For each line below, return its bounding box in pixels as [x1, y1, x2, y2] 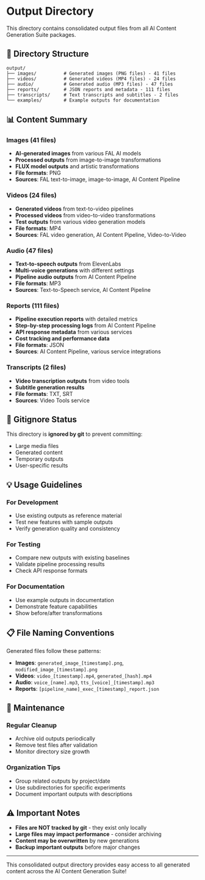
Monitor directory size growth [15, 748, 90, 755]
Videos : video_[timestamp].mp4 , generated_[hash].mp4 [15, 672, 153, 679]
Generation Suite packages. [6, 31, 76, 38]
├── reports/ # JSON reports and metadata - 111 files [6, 86, 171, 92]
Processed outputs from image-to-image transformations [15, 156, 162, 163]
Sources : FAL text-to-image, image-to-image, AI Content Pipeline [15, 176, 181, 183]
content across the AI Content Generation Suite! [6, 868, 127, 875]
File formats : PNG [15, 170, 61, 177]
